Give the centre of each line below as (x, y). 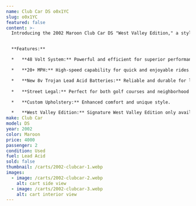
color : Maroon (23, 134)
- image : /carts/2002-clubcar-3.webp (57, 189)
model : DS (18, 123)
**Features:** (28, 49)
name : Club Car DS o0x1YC (37, 11)
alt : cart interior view (47, 194)
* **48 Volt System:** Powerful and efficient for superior (88, 60)
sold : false (20, 162)
